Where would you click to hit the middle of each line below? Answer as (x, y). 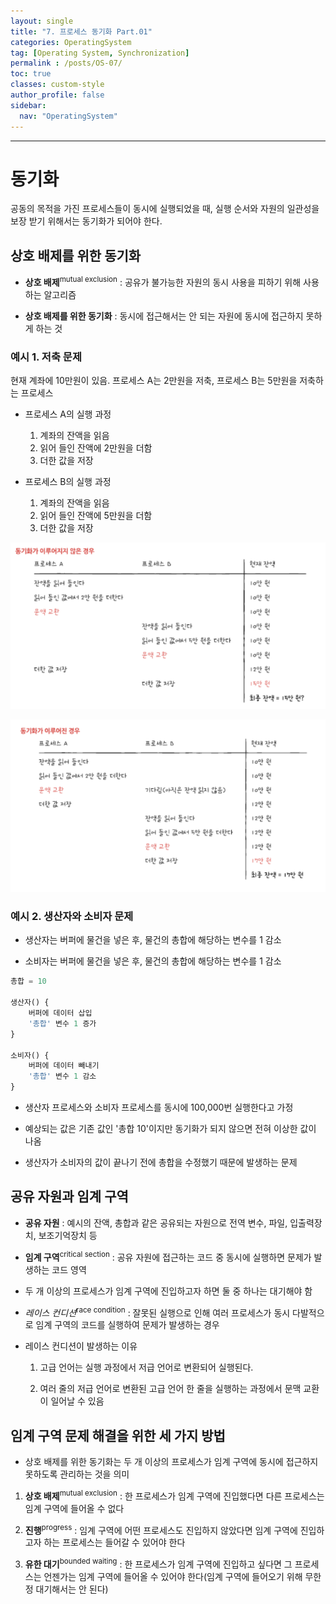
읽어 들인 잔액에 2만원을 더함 (96, 448)
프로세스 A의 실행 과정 (68, 414)
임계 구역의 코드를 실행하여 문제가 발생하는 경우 (127, 1325)
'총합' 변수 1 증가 (62, 1023)
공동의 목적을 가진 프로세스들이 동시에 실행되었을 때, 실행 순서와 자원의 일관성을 (165, 209)
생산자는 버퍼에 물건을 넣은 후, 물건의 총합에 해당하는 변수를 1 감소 (153, 940)
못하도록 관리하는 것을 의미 (77, 1474)
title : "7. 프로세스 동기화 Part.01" (81, 31)
